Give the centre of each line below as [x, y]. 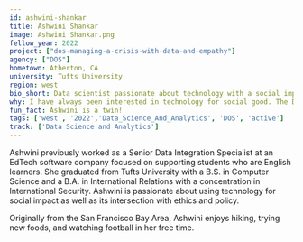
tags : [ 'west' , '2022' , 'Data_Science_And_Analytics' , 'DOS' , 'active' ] [147, 118]
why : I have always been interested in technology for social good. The [149, 102]
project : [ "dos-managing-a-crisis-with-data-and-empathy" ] [123, 51]
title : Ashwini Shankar [54, 26]
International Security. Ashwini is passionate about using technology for [143, 191]
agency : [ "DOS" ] [40, 60]
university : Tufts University [66, 77]
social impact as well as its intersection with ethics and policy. [124, 200]
